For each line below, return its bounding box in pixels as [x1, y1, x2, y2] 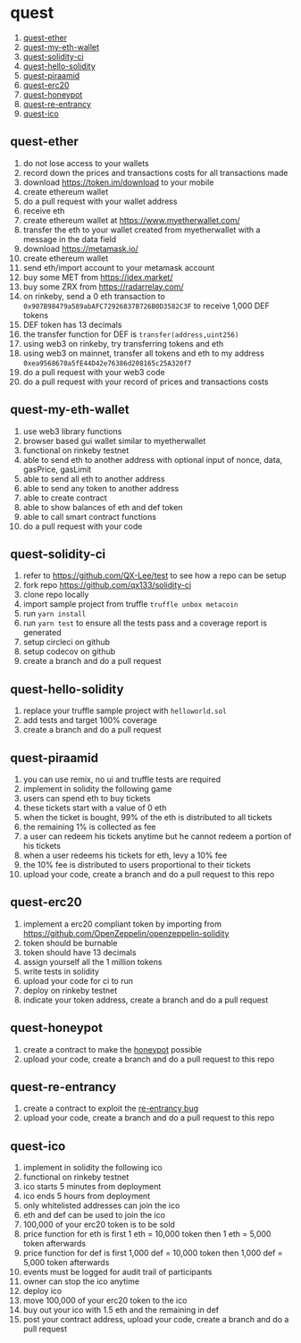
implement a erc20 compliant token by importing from [22, 919, 222, 929]
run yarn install [22, 609, 87, 619]
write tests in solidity [22, 966, 100, 977]
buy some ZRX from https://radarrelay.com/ [22, 281, 184, 292]
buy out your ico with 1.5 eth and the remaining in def [22, 1305, 220, 1315]
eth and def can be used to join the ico [22, 1210, 166, 1221]
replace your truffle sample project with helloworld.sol [22, 705, 227, 717]
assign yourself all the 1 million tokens [22, 956, 163, 967]
